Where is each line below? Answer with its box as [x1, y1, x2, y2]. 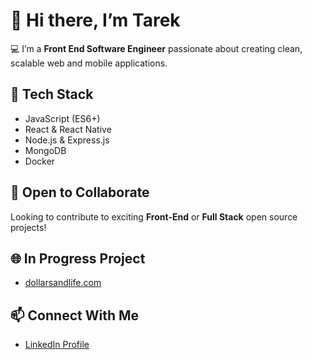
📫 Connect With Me [10, 307, 140, 324]
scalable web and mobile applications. [10, 57, 168, 69]
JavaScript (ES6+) [24, 112, 101, 124]
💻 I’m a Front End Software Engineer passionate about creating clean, [10, 42, 303, 54]
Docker [24, 155, 56, 167]
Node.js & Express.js [24, 134, 110, 146]
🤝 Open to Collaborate [10, 184, 150, 201]
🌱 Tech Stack [10, 86, 94, 103]
